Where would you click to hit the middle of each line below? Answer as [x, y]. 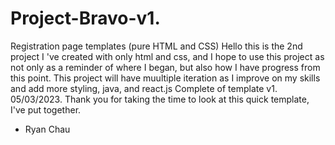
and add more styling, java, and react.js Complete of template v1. [144, 88]
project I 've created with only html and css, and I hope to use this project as [167, 56]
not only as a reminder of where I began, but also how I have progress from [165, 67]
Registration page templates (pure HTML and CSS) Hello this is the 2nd [156, 46]
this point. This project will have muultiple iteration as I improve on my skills [165, 78]
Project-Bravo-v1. [85, 18]
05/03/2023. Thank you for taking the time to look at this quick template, [160, 99]
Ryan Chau [47, 129]
